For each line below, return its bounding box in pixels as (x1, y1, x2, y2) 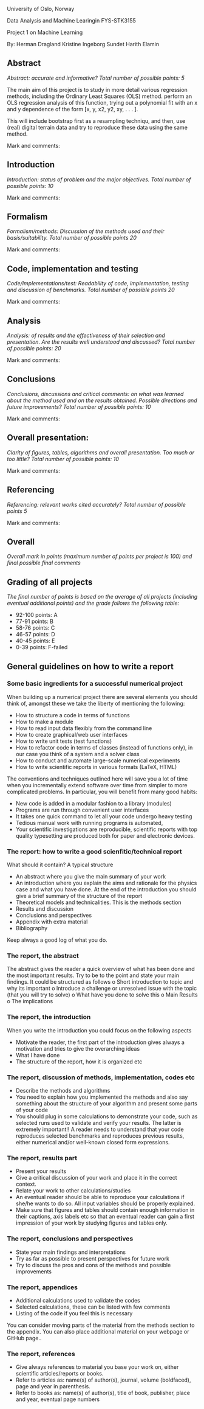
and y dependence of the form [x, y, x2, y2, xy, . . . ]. (7, 105, 138, 113)
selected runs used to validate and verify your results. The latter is (15, 1119, 182, 1126)
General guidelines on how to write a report (7, 661, 174, 672)
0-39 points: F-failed (15, 644, 68, 651)
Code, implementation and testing (7, 263, 138, 274)
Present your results (15, 1167, 67, 1175)
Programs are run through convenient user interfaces (15, 806, 149, 813)
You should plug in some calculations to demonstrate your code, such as (15, 1113, 198, 1120)
